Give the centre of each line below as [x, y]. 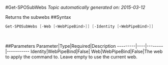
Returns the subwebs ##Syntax [38, 17]
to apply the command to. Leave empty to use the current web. [71, 57]
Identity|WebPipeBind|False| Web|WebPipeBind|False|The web [96, 51]
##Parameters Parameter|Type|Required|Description [61, 46]
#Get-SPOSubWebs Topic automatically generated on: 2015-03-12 [75, 7]
